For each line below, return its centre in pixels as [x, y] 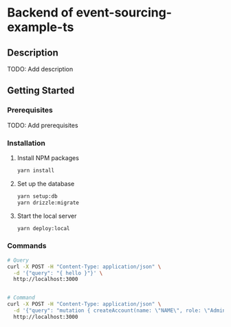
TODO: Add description [40, 69]
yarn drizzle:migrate [48, 203]
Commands [27, 246]
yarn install [36, 170]
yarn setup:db [37, 196]
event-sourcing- [124, 13]
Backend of [40, 13]
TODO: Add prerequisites [43, 125]
